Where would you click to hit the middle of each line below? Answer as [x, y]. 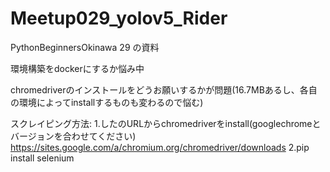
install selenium [42, 158]
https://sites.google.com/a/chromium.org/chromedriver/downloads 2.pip [160, 147]
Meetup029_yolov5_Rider [119, 18]
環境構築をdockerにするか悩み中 [77, 68]
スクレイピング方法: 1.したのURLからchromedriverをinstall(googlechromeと [166, 123]
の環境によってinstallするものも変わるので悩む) [107, 102]
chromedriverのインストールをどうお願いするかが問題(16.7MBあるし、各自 [164, 89]
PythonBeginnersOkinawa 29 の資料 [85, 47]
